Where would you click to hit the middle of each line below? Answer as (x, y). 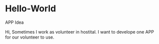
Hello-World (31, 9)
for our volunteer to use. (30, 37)
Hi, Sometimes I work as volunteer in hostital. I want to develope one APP (79, 32)
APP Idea (14, 22)
